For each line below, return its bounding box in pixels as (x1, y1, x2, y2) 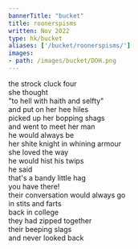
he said (8, 164, 33, 174)
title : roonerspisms (8, 19, 78, 27)
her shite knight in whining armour (8, 139, 122, 148)
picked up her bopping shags (8, 113, 106, 122)
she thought (8, 87, 48, 97)
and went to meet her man (8, 122, 95, 131)
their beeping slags (8, 224, 72, 234)
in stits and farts (8, 198, 62, 208)
